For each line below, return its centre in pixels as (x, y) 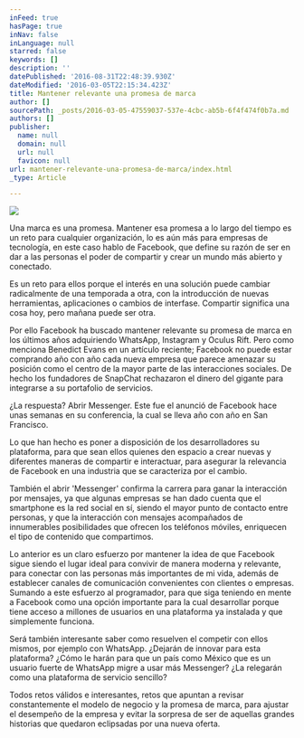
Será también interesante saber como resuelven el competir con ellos (139, 639)
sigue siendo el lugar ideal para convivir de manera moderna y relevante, (146, 564)
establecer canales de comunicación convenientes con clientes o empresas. (152, 583)
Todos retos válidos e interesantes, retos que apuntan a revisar (127, 695)
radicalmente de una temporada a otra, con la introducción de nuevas (139, 294)
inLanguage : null (42, 43)
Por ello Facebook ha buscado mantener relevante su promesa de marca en (151, 330)
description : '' (40, 69)
